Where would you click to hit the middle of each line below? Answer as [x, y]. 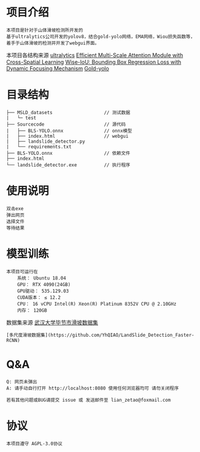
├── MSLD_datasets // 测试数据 [68, 112]
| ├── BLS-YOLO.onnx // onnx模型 [69, 131]
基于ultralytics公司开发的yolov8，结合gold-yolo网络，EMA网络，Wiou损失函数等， [101, 36]
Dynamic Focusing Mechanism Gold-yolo [58, 68]
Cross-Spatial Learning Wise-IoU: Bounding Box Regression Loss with [94, 62]
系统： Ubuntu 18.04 [42, 278]
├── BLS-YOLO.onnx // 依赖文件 [68, 153]
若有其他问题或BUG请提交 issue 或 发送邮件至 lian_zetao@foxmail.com [88, 400]
